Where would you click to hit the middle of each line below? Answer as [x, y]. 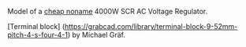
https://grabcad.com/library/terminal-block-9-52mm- [151, 26]
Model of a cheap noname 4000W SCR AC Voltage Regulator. [108, 11]
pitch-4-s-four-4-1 [38, 35]
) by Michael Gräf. [97, 35]
